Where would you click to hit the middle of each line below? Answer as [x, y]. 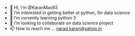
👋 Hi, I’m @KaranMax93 [34, 8]
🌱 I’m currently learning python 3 [43, 18]
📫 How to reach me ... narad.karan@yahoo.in [56, 28]
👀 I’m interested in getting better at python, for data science [70, 13]
